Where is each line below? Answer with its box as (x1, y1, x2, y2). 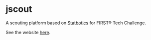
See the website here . (5, 29, 51, 35)
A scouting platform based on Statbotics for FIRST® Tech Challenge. (5, 20, 147, 26)
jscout (5, 3, 32, 15)
